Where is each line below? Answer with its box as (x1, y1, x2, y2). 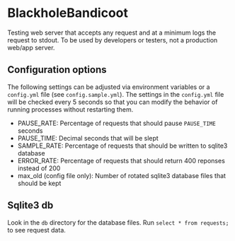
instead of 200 (17, 164, 61, 172)
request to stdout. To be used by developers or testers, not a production (7, 35, 218, 44)
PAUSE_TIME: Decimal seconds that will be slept (17, 134, 159, 142)
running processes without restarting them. (7, 105, 134, 114)
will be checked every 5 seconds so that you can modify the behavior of (7, 98, 218, 106)
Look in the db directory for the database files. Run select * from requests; (7, 218, 229, 227)
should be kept (17, 179, 62, 187)
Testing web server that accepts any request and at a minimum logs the (7, 28, 217, 37)
